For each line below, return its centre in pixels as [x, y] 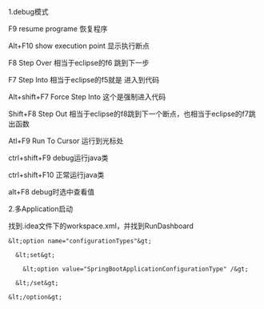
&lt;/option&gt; [35, 297]
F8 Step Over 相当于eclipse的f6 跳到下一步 [79, 63]
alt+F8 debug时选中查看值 [52, 192]
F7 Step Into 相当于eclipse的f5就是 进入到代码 [84, 80]
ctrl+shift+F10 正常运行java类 [56, 175]
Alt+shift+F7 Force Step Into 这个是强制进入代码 [87, 97]
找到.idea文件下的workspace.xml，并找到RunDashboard [101, 226]
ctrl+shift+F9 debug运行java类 [58, 158]
